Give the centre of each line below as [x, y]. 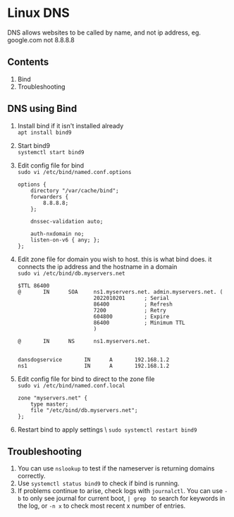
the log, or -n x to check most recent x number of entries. [101, 506]
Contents [28, 62]
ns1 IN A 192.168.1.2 [93, 366]
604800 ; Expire [131, 316]
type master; [50, 404]
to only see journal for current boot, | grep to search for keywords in [124, 499]
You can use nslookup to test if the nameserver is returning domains [116, 468]
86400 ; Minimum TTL [139, 323]
